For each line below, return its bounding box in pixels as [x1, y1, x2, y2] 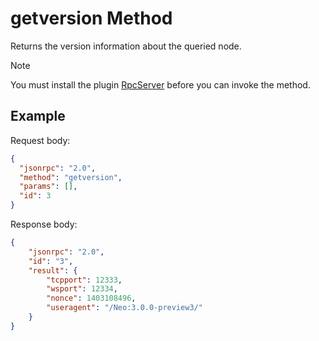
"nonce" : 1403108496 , [46, 293, 137, 304]
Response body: [10, 218, 78, 230]
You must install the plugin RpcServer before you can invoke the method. [10, 78, 311, 91]
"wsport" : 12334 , [46, 284, 118, 294]
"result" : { [28, 265, 78, 276]
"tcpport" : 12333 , [46, 275, 123, 285]
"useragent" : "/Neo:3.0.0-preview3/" [46, 303, 203, 313]
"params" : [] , [19, 182, 78, 192]
